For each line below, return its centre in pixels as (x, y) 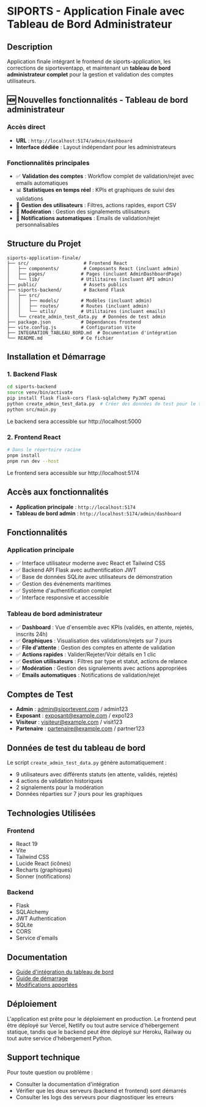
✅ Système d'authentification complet (64, 590)
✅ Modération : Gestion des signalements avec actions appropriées (101, 668)
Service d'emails (37, 938)
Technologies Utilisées (51, 813)
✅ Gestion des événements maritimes (63, 584)
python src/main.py (32, 410)
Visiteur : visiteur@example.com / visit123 (69, 722)
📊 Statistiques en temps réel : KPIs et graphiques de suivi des (95, 189)
